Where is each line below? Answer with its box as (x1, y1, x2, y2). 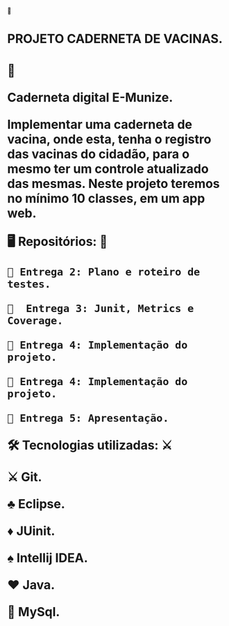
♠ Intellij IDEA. (7, 550, 88, 566)
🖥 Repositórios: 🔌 (7, 234, 108, 250)
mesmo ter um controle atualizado (7, 161, 210, 177)
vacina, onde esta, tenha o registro (7, 132, 212, 148)
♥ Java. (7, 577, 56, 593)
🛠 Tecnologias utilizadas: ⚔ (7, 437, 173, 453)
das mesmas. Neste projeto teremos (7, 176, 220, 191)
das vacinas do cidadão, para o (7, 146, 189, 162)
